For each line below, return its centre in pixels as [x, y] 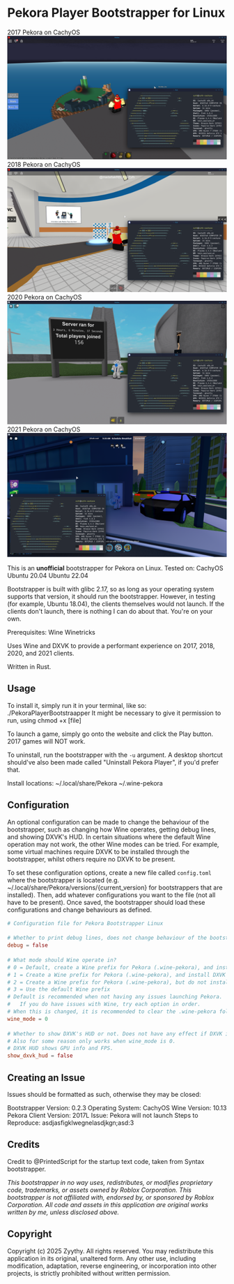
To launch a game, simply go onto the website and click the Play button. [110, 734]
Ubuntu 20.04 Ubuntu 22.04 [48, 575]
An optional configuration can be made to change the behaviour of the [108, 822]
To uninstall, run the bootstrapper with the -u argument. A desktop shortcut [115, 755]
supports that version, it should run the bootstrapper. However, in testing [111, 596]
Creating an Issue [46, 1078]
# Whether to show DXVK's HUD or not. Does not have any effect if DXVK [115, 1034]
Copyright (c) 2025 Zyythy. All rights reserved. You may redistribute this [110, 1250]
